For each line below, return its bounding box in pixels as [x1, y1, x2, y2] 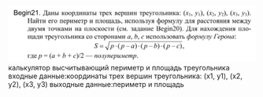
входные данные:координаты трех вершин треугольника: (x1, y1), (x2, [8, 71, 243, 81]
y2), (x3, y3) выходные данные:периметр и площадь [8, 79, 185, 88]
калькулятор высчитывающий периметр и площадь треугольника [8, 63, 230, 72]
